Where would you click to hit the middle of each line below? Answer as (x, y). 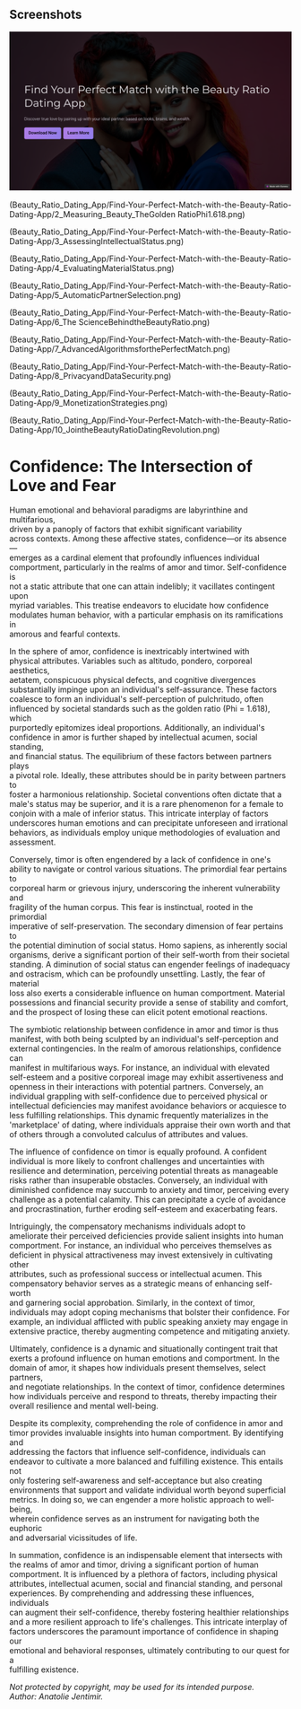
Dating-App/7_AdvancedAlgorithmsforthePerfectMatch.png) (120, 349)
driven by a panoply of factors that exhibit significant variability (126, 530)
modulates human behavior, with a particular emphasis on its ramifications (146, 615)
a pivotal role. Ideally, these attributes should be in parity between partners (148, 776)
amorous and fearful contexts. (65, 634)
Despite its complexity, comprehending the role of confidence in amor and (146, 1424)
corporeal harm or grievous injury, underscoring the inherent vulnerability (145, 889)
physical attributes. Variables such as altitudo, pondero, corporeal (131, 661)
